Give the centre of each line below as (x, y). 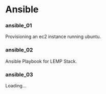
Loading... (16, 86)
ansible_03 (19, 74)
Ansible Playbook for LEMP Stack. (41, 61)
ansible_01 (19, 26)
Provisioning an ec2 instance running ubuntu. (53, 36)
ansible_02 (19, 50)
